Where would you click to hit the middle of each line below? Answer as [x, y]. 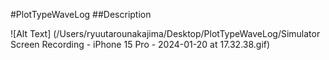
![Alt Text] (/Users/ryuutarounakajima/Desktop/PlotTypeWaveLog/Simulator [165, 33]
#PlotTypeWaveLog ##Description [81, 14]
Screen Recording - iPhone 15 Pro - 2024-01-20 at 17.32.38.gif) [140, 44]
